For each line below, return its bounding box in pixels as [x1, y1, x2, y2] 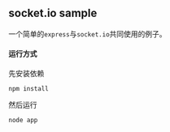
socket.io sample [8, 6, 98, 20]
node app [8, 117, 38, 125]
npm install [8, 85, 49, 93]
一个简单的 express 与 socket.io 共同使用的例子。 [8, 28, 167, 39]
